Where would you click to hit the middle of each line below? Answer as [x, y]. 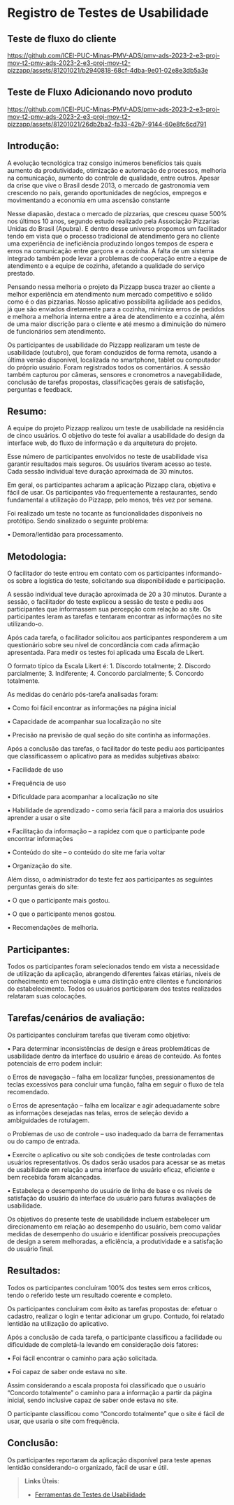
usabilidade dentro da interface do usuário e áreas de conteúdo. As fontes [114, 1056]
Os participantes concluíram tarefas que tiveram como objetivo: [99, 1035]
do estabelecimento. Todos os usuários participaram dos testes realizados [115, 989]
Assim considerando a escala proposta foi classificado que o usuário [107, 1385]
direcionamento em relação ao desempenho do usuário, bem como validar [114, 1227]
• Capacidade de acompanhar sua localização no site [85, 721]
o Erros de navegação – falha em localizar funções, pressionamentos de [111, 1077]
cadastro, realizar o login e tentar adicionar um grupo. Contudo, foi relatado [116, 1316]
